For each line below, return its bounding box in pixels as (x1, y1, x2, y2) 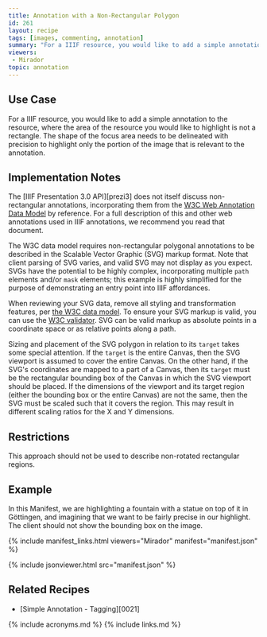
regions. (8, 460, 36, 469)
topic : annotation (8, 64, 69, 72)
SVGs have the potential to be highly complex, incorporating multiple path (8, 266, 250, 276)
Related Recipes (8, 583, 90, 596)
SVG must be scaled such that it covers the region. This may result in (8, 398, 234, 408)
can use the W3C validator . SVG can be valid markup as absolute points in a (8, 316, 257, 325)
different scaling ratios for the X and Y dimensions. (8, 407, 175, 417)
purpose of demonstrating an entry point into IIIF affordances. (8, 283, 211, 293)
